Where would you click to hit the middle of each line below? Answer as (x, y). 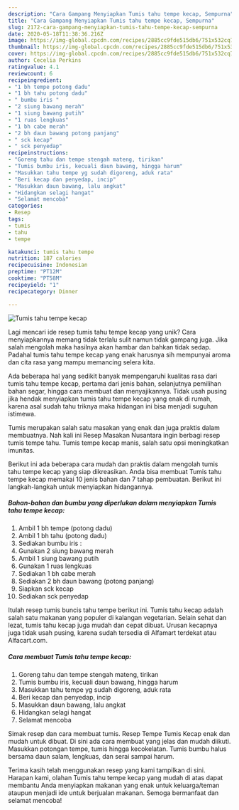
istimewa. (22, 414)
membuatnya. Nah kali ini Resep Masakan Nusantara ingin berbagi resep (114, 435)
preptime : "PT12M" (35, 272)
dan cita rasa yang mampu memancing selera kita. (82, 362)
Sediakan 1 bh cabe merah (57, 574)
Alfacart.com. (28, 641)
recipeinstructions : (39, 153)
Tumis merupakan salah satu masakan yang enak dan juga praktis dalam (114, 427)
